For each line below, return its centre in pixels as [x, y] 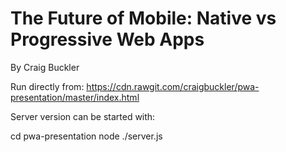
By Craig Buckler [45, 67]
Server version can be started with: [83, 116]
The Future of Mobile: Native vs [143, 18]
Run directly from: [47, 86]
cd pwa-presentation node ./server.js [86, 136]
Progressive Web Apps [107, 39]
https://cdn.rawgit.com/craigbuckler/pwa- [173, 86]
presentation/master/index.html [75, 97]
